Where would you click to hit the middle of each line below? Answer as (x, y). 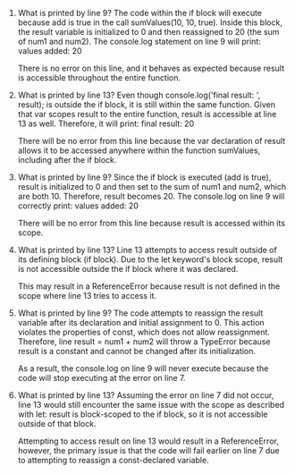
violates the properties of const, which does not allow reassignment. (144, 332)
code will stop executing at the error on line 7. (101, 378)
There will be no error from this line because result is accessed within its (152, 223)
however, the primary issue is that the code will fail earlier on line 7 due (148, 450)
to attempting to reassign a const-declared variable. (113, 460)
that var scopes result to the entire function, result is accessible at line (147, 114)
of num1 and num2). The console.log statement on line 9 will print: (139, 41)
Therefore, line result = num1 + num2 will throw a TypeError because (144, 342)
